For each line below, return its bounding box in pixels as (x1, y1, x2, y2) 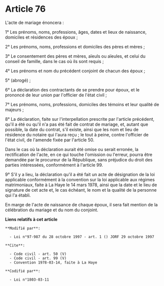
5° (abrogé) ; (5, 77, 31, 83)
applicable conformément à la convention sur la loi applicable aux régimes (5, 176, 155, 182)
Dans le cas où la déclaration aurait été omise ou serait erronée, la (5, 146, 139, 152)
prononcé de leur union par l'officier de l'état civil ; (5, 92, 107, 98)
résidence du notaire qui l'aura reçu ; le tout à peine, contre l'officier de (5, 132, 149, 137)
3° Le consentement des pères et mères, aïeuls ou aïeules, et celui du (5, 53, 146, 59)
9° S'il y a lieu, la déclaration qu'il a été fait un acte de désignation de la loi (5, 171, 155, 177)
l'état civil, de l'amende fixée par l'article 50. (5, 137, 94, 143)
